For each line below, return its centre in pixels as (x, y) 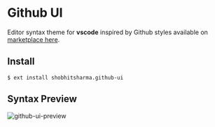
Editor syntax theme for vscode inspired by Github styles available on (108, 32)
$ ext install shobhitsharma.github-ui (65, 77)
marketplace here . (34, 39)
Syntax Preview (42, 99)
